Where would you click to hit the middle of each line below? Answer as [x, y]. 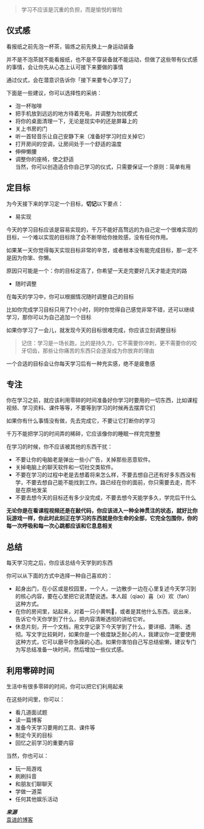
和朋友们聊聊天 [34, 784]
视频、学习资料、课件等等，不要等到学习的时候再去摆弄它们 [81, 408]
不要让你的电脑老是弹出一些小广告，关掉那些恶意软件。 [84, 460]
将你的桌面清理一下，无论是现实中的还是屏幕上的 [76, 121]
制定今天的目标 [34, 735]
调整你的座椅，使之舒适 [44, 159]
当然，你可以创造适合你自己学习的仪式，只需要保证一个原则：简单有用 [103, 166]
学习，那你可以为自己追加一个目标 [49, 317]
